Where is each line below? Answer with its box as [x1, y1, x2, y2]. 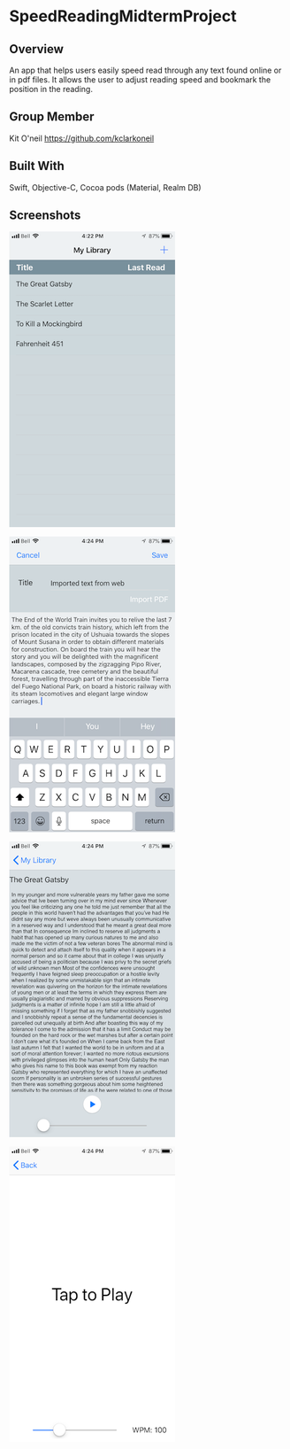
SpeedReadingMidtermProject [9, 6, 237, 27]
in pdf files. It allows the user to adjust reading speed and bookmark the [9, 74, 271, 85]
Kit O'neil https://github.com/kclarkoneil [9, 133, 155, 143]
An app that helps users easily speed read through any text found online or [9, 65, 282, 75]
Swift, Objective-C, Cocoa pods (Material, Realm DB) [9, 182, 202, 192]
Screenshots [9, 208, 81, 223]
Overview [9, 42, 65, 57]
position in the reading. [9, 84, 93, 94]
